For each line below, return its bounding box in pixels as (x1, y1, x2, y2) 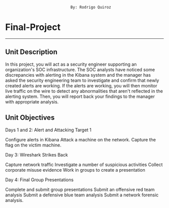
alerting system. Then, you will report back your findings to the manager (5, 93, 155, 99)
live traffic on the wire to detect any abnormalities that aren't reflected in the (5, 88, 163, 94)
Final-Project (5, 22, 61, 33)
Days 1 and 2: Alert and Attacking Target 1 (5, 127, 92, 133)
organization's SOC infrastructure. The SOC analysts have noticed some (5, 66, 155, 73)
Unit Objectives (5, 114, 55, 122)
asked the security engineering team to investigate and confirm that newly (5, 77, 159, 83)
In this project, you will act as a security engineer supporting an (5, 61, 137, 67)
